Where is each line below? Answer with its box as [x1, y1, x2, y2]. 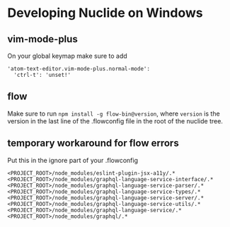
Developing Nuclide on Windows [7, 5, 203, 21]
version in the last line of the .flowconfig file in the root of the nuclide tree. [7, 116, 223, 125]
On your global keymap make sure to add [7, 51, 127, 60]
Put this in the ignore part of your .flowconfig [7, 156, 138, 164]
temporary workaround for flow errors [7, 137, 179, 149]
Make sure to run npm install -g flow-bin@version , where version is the [7, 109, 221, 118]
